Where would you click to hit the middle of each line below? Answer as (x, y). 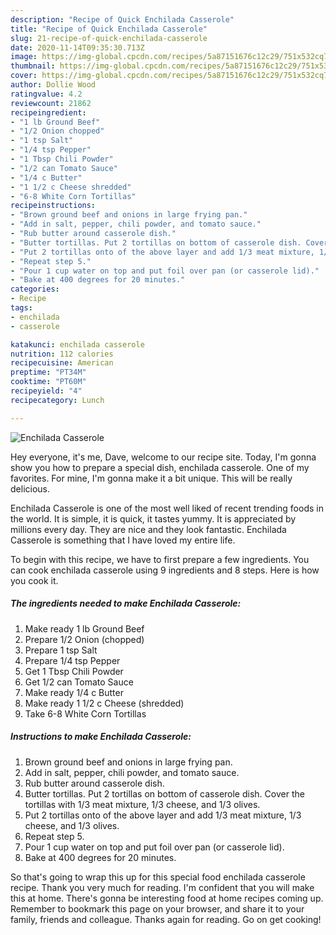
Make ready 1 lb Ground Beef (84, 628)
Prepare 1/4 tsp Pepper (72, 660)
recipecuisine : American (62, 363)
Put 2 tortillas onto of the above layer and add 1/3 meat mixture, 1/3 (163, 815)
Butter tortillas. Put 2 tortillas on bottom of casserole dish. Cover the (164, 793)
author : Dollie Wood (53, 85)
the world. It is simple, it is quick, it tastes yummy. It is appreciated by (153, 518)
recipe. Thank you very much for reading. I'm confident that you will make (162, 887)
